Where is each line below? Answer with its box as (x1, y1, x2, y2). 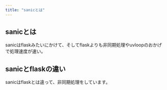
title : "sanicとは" (5, 7, 45, 13)
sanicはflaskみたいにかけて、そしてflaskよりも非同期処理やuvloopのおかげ (5, 42, 162, 48)
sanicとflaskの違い (5, 65, 66, 73)
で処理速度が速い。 (5, 48, 46, 54)
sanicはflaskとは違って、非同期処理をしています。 (5, 79, 110, 85)
